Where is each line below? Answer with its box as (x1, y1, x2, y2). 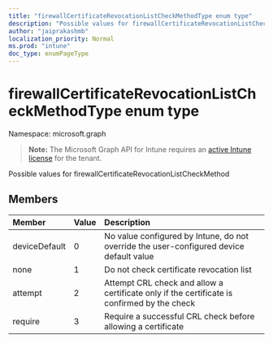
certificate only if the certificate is (104, 287, 233, 298)
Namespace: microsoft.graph (8, 128, 106, 138)
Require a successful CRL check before (104, 310, 255, 322)
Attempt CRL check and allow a (104, 277, 223, 289)
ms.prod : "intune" (8, 42, 71, 50)
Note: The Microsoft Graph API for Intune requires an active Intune (28, 144, 252, 154)
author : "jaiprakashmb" (8, 27, 89, 35)
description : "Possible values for (8, 20, 129, 28)
